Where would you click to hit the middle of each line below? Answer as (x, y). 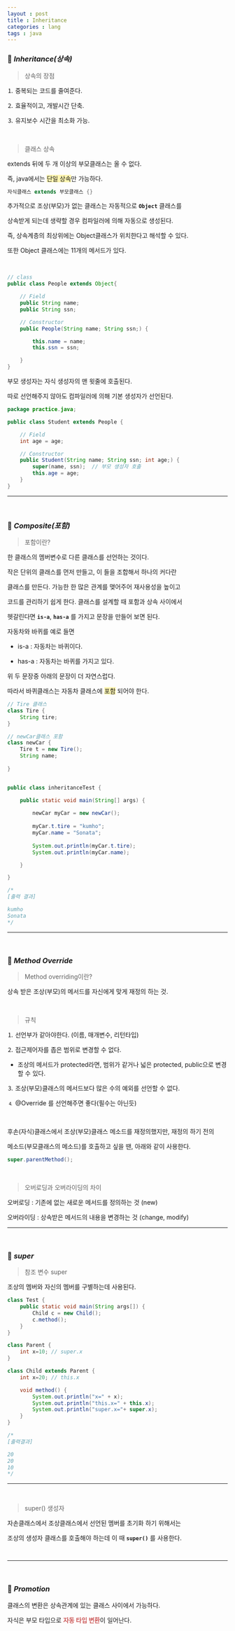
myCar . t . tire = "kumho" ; (69, 827)
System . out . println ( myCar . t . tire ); (84, 846)
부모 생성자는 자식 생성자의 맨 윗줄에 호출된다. (70, 381)
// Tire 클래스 (27, 704)
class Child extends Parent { (51, 1371)
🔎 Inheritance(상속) (40, 59)
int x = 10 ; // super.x (51, 1352)
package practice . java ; (42, 409)
